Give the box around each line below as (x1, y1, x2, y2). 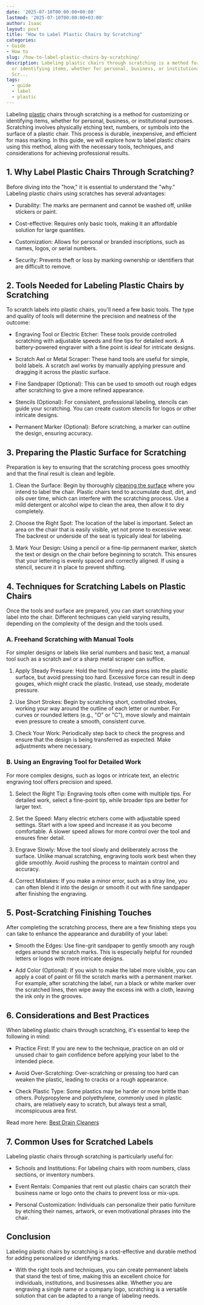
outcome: (6, 319, 30, 326)
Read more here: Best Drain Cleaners (6, 1119, 99, 1127)
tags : (6, 77, 20, 83)
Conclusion (6, 1231, 51, 1242)
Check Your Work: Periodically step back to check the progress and (15, 730, 185, 737)
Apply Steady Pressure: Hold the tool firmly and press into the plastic (15, 667, 188, 675)
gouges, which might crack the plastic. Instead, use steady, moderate (15, 680, 189, 688)
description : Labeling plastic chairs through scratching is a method (6, 60, 189, 66)
